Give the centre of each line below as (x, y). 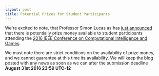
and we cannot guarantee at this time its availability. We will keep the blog (79, 58)
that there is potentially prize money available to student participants (74, 33)
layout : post (18, 9)
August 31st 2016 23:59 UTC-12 (38, 68)
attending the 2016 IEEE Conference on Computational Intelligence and (76, 38)
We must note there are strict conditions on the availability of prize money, (80, 53)
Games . (13, 43)
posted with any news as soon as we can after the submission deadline (77, 63)
